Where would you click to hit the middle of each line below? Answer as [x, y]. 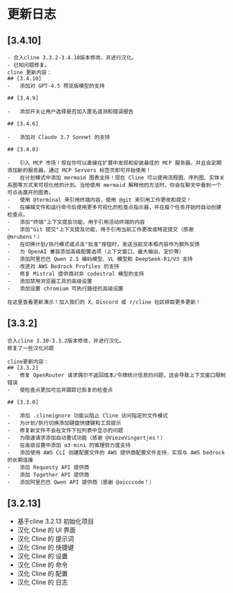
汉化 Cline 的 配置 [42, 573]
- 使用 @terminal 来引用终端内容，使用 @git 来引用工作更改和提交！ [99, 200]
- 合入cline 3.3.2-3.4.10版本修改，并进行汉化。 [72, 58]
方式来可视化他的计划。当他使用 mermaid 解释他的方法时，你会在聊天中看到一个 [122, 185]
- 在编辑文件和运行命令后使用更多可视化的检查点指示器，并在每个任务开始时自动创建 [114, 207]
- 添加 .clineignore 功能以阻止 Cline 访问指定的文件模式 [88, 416]
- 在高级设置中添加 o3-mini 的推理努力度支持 [69, 445]
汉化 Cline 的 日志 [42, 582]
